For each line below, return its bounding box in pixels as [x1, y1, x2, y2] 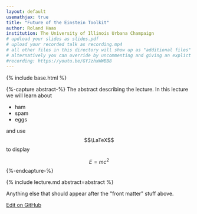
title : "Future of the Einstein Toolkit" [6, 19, 110, 25]
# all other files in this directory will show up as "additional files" [6, 47, 192, 53]
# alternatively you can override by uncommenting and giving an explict [6, 52, 192, 58]
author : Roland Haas [6, 25, 57, 31]
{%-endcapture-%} [6, 167, 54, 175]
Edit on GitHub [6, 202, 42, 209]
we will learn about [6, 92, 52, 99]
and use [6, 127, 26, 134]
